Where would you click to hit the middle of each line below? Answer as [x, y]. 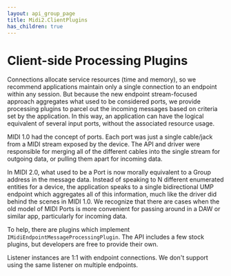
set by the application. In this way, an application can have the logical [106, 116]
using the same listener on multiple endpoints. [73, 265]
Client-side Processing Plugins [98, 60]
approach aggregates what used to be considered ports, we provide [104, 101]
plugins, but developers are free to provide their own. [83, 244]
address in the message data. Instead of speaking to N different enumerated [115, 179]
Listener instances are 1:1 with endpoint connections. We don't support [108, 258]
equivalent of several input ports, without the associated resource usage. [111, 124]
